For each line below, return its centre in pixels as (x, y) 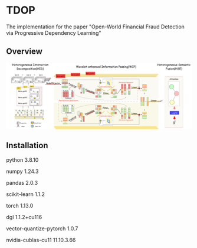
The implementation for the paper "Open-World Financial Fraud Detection (95, 27)
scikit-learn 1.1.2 (26, 194)
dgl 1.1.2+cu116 (24, 217)
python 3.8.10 (22, 159)
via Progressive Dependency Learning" (54, 32)
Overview (24, 52)
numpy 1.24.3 (22, 171)
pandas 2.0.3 (22, 182)
